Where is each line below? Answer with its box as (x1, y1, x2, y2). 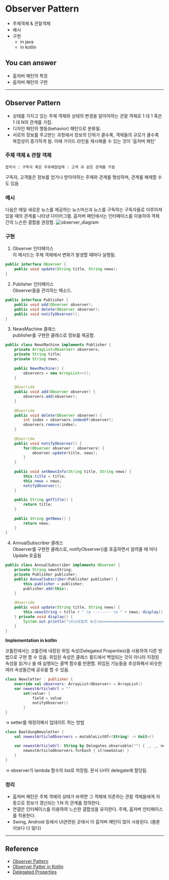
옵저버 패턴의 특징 (12, 73, 48, 79)
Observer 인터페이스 (12, 245, 54, 251)
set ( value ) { (23, 691, 51, 696)
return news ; (23, 521, 51, 526)
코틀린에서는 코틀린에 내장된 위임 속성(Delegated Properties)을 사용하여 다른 (5, 648, 157, 654)
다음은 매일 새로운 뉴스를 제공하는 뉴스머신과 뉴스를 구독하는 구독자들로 (5, 206, 145, 213)
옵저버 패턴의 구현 (12, 79, 48, 85)
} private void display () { (14, 614, 73, 619)
